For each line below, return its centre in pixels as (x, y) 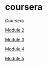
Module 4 (15, 49)
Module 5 (15, 58)
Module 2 (15, 30)
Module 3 (15, 39)
